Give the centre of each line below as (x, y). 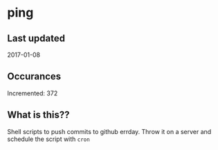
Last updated (36, 38)
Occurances (34, 76)
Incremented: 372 (33, 93)
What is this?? (38, 115)
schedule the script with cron (48, 139)
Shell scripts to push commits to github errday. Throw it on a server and (109, 131)
